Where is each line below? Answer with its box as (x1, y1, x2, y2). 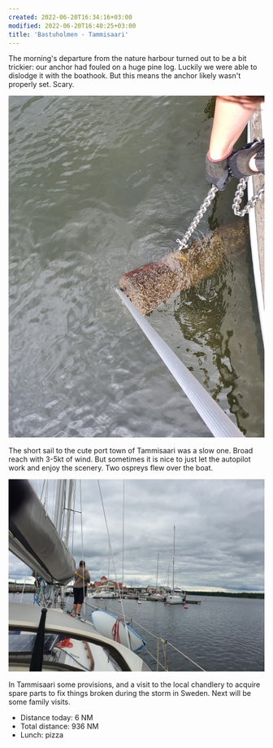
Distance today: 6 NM (19, 713, 93, 723)
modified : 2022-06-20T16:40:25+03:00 (8, 21, 136, 30)
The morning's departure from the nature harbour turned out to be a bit (8, 54, 247, 63)
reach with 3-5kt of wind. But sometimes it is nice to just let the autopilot (8, 454, 251, 464)
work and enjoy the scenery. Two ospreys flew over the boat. (8, 463, 214, 473)
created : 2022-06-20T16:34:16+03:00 (8, 13, 132, 21)
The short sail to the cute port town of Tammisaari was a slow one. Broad (8, 446, 253, 456)
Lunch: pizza (19, 730, 63, 740)
